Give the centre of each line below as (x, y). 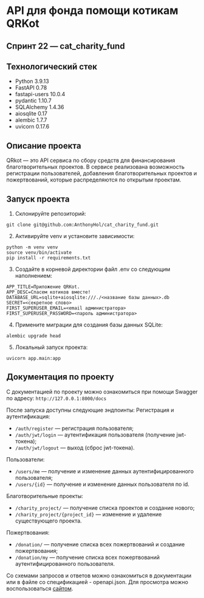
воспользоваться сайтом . (40, 588)
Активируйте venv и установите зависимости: (75, 236)
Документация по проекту (60, 377)
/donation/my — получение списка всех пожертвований (87, 557)
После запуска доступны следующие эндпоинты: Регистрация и (90, 410)
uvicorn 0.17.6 (32, 127)
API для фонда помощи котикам (92, 11)
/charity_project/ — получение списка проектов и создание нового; (105, 508)
